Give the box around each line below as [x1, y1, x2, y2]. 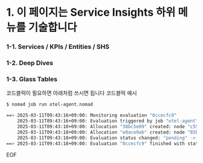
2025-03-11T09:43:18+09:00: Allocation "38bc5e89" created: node [17, 123, 185, 130]
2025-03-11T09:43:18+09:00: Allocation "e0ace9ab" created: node [17, 129, 185, 135]
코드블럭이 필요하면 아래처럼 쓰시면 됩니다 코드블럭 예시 [6, 89, 137, 97]
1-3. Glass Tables [6, 75, 57, 83]
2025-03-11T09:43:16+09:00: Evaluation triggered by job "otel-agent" [17, 118, 199, 124]
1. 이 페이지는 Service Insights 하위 [6, 5, 176, 19]
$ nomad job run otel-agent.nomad [6, 101, 94, 107]
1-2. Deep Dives [6, 59, 53, 67]
